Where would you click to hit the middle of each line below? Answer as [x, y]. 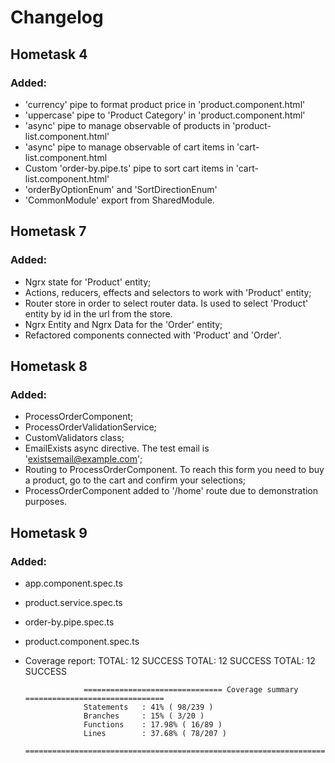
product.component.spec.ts [82, 641]
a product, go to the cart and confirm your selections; [135, 480]
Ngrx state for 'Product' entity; [88, 282]
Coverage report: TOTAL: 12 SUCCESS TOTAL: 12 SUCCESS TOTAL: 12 [170, 660]
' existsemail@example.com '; [83, 459]
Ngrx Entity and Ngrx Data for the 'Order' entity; [123, 324]
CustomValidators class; [74, 438]
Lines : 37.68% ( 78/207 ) [155, 733]
